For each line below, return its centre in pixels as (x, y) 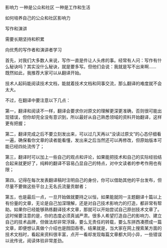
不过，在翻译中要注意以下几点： (38, 100)
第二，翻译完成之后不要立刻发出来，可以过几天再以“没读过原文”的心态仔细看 (83, 134)
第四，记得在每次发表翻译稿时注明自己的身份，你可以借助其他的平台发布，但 (83, 180)
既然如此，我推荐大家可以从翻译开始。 (44, 73)
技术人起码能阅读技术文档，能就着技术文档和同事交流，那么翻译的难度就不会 (83, 83)
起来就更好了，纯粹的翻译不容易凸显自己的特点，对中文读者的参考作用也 (83, 163)
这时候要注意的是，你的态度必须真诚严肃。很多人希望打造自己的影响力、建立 (83, 216)
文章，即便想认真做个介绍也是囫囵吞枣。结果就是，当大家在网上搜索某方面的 (83, 228)
